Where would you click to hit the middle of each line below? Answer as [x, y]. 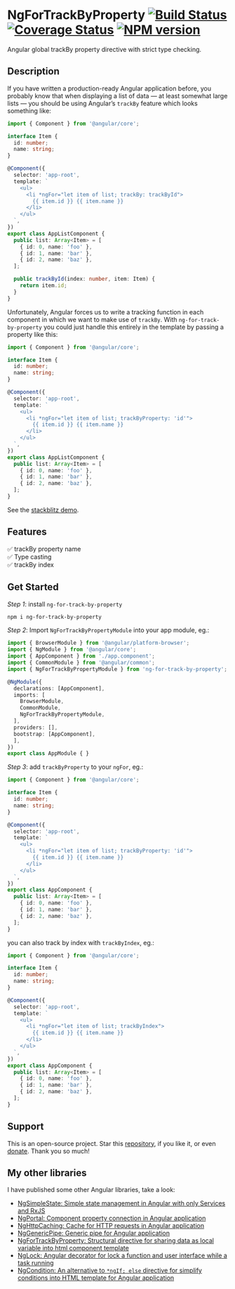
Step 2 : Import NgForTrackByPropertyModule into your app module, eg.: [108, 630]
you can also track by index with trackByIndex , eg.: [81, 942]
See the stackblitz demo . [43, 509]
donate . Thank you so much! [48, 1151]
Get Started [33, 587]
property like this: [33, 334]
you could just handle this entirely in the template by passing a [134, 327]
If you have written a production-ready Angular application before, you [109, 88]
